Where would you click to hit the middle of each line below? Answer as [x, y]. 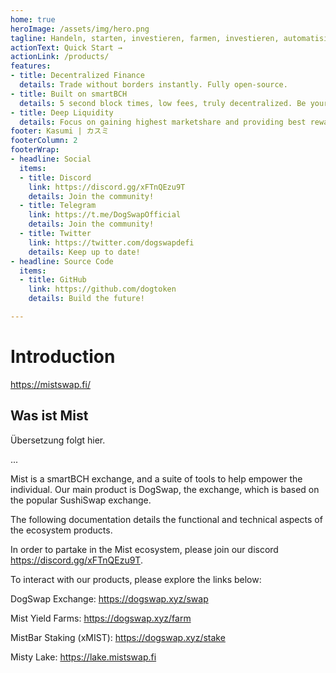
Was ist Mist [49, 416]
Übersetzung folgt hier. [58, 440]
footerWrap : [35, 150]
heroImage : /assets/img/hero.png [80, 29]
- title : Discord [55, 177]
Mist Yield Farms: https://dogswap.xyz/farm [101, 618]
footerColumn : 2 [44, 141]
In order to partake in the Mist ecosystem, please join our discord [144, 549]
